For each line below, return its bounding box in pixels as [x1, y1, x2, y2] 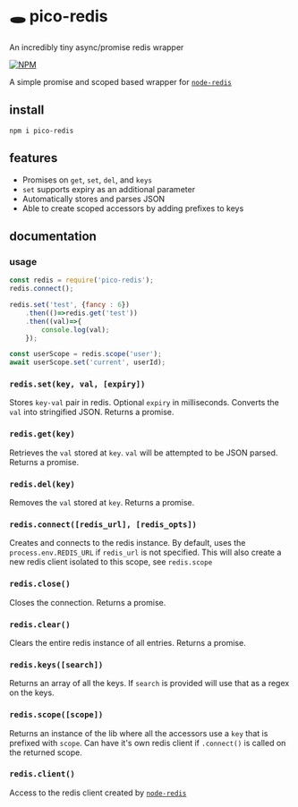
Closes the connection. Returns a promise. [9, 597, 166, 607]
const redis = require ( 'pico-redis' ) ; [9, 276, 154, 285]
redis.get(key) [9, 429, 76, 439]
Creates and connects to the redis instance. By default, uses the [9, 538, 246, 548]
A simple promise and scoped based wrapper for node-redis [9, 76, 233, 87]
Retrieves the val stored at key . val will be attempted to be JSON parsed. [9, 447, 278, 458]
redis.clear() [9, 619, 71, 630]
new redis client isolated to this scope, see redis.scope [9, 556, 213, 567]
